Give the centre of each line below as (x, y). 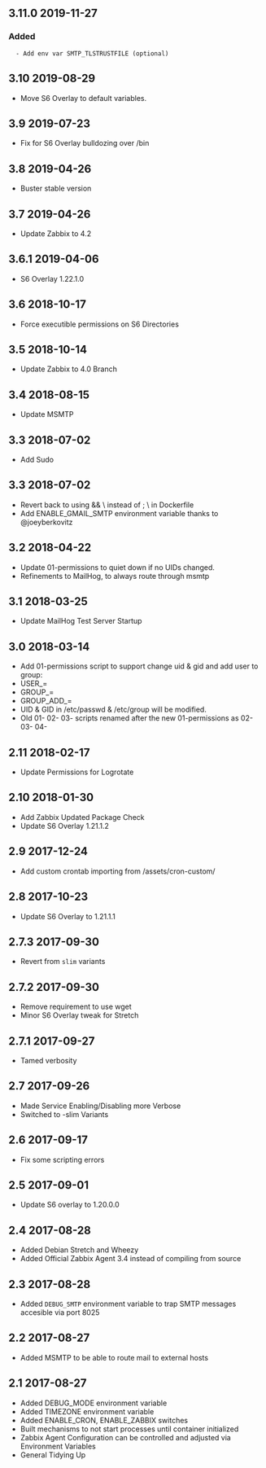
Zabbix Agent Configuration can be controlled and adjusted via (126, 1437)
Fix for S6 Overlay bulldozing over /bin (85, 143)
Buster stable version (56, 188)
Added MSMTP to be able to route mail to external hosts (114, 1357)
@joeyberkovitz (46, 522)
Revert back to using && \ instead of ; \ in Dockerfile (107, 505)
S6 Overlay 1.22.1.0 (52, 278)
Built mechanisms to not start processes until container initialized (129, 1429)
